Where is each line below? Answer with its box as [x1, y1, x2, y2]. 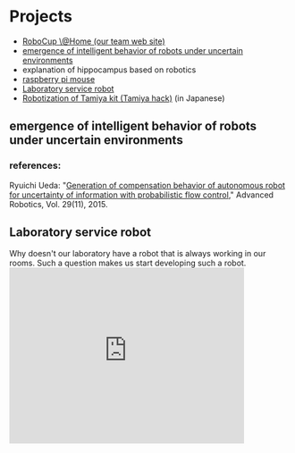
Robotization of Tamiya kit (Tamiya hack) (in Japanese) [21, 92, 225, 104]
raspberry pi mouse [21, 73, 96, 84]
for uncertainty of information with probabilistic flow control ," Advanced [9, 189, 274, 200]
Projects [9, 6, 73, 27]
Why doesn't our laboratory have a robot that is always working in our [9, 248, 266, 259]
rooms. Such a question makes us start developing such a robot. [9, 257, 247, 269]
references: [9, 159, 62, 172]
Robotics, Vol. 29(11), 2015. [9, 198, 109, 209]
